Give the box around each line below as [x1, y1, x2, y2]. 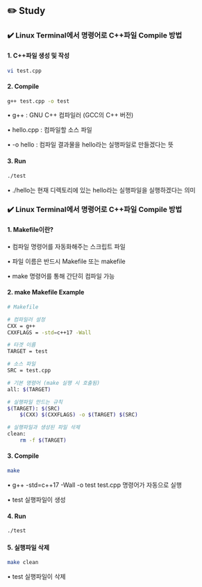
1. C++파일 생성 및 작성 [7, 51, 70, 60]
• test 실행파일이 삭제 [7, 572, 66, 581]
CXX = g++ [7, 322, 36, 329]
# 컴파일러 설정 [7, 316, 46, 323]
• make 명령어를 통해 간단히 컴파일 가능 [7, 272, 115, 280]
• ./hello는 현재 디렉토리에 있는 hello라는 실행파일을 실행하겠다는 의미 [7, 185, 196, 194]
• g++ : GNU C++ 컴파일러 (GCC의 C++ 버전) [7, 111, 134, 119]
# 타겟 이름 [7, 342, 36, 349]
